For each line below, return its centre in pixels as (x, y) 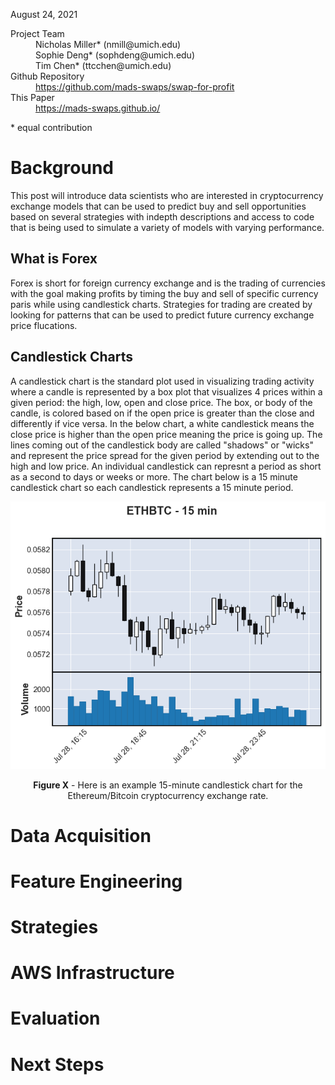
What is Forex (54, 259)
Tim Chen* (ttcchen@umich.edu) (103, 65)
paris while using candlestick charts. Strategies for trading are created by (161, 304)
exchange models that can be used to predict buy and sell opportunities (158, 206)
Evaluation (55, 1018)
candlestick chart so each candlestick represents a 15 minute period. (152, 487)
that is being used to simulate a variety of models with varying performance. (167, 227)
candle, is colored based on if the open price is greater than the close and (162, 413)
